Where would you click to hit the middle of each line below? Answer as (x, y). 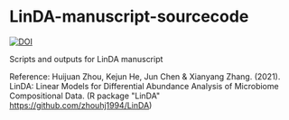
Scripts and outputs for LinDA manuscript (86, 59)
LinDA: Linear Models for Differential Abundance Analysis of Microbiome (144, 86)
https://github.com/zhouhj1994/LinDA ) (81, 105)
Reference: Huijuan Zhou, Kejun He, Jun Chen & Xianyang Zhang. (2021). (145, 76)
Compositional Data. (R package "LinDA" (85, 96)
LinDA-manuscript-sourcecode (129, 17)
